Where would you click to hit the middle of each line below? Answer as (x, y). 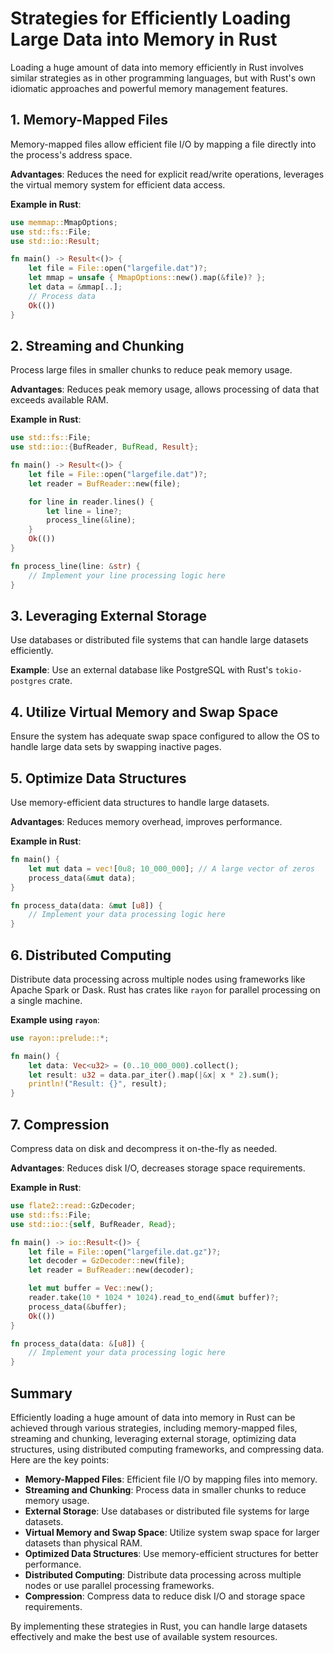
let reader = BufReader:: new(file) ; (105, 483)
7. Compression (60, 1124)
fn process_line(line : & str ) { (75, 566)
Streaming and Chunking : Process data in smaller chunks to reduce (165, 1489)
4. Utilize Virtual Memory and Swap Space (144, 712)
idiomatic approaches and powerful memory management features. (149, 88)
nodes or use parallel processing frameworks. (119, 1585)
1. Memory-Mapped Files (89, 120)
